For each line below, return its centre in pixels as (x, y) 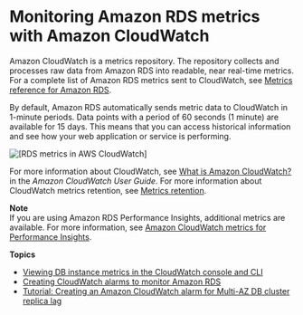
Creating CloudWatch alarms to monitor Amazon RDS (122, 282)
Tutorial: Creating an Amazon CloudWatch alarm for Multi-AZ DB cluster (156, 291)
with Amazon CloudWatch (109, 36)
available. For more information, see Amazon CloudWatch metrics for (138, 227)
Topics (23, 254)
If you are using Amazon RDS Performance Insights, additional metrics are (147, 217)
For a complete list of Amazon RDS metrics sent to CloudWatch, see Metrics (151, 80)
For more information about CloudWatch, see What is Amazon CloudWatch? (151, 171)
